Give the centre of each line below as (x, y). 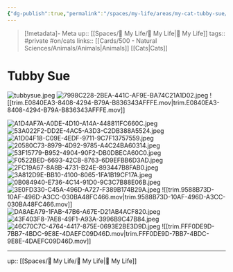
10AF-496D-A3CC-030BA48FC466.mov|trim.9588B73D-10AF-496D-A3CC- (116, 197)
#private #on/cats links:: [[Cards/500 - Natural (90, 40)
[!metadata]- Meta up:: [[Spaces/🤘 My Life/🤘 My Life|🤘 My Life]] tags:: (124, 33)
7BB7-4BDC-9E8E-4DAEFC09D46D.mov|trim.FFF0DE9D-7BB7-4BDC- (108, 233)
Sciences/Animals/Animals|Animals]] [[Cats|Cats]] (96, 48)
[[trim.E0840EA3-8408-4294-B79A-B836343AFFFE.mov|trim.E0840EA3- (113, 102)
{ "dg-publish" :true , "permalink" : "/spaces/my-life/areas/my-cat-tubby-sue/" (119, 13)
